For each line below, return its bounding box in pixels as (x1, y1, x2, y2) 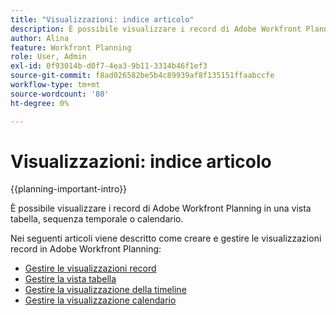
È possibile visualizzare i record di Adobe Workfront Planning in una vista (10, 202, 312, 215)
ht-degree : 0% (10, 98, 70, 108)
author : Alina (10, 33, 70, 43)
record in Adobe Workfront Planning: (10, 243, 162, 255)
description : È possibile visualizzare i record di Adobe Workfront (10, 24, 302, 34)
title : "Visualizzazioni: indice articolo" (10, 14, 195, 25)
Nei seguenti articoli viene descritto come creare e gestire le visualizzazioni (10, 232, 322, 245)
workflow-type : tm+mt (10, 80, 101, 90)
